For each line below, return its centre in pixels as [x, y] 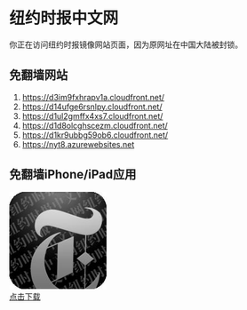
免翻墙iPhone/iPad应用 [73, 175]
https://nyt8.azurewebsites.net [78, 144]
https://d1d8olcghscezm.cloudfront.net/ [95, 125]
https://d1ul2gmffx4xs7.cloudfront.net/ [92, 115]
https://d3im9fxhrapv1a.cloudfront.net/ [93, 97]
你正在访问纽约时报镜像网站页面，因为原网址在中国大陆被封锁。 [126, 44]
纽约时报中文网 [64, 18]
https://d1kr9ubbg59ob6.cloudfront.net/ [95, 135]
